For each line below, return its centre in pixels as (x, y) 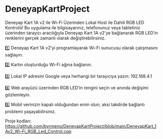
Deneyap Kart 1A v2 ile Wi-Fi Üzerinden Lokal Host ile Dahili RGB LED (75, 22)
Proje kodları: (18, 121)
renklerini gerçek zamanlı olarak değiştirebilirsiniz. (55, 38)
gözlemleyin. (18, 95)
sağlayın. (14, 55)
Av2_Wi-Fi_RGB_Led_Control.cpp (38, 131)
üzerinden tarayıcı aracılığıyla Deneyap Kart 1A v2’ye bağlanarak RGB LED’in (81, 33)
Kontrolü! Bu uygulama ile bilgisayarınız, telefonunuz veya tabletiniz (73, 27)
